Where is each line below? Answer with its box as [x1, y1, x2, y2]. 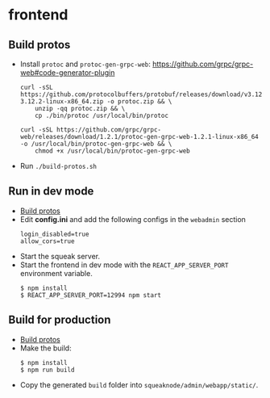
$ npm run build [19, 366, 75, 374]
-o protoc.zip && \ [106, 98, 172, 106]
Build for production [8, 313, 111, 327]
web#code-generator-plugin [19, 68, 115, 78]
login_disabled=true [19, 230, 89, 238]
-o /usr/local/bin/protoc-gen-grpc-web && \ [19, 140, 172, 148]
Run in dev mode [8, 184, 94, 199]
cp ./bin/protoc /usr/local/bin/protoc [35, 111, 169, 119]
